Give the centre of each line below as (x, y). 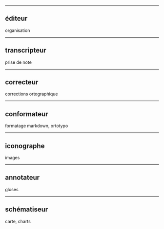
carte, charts (18, 221)
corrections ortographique (31, 94)
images (12, 158)
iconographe (25, 146)
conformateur (27, 114)
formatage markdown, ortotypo (37, 126)
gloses (12, 189)
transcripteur (26, 50)
